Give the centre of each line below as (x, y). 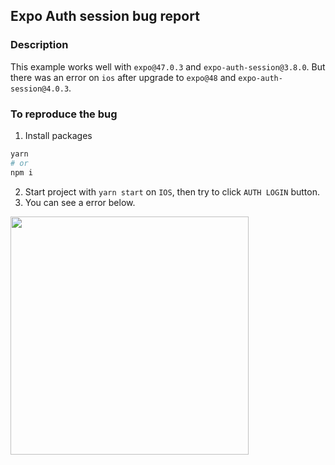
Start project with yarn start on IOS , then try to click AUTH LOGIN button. (172, 191)
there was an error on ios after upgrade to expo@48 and (123, 77)
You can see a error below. (80, 202)
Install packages (58, 135)
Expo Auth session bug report (105, 16)
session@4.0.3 (40, 89)
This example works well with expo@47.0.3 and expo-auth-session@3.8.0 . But (168, 66)
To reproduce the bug (64, 114)
